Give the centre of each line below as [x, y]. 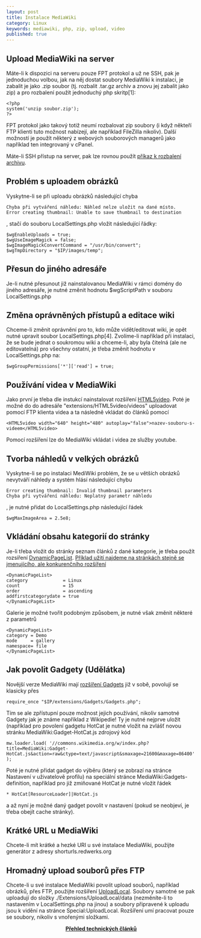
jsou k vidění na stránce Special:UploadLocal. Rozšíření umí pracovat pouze [100, 911]
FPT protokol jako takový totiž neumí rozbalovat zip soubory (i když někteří [99, 125]
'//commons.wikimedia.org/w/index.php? [99, 743]
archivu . [16, 162]
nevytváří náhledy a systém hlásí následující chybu [69, 480]
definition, [19, 783]
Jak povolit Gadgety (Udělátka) [66, 670]
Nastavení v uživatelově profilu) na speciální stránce [71, 776]
